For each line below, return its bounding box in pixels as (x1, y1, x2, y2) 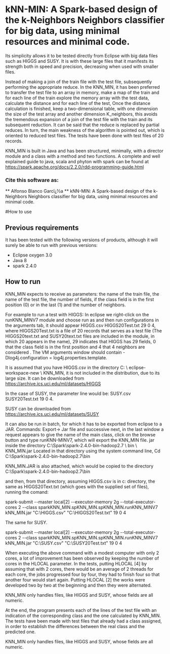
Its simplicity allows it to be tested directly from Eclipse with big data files (5, 52, 158, 59)
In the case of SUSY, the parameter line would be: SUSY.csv (5, 390, 131, 396)
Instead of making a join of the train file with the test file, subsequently (5, 79, 152, 85)
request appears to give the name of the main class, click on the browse (5, 431, 156, 438)
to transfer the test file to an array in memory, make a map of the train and (5, 89, 159, 95)
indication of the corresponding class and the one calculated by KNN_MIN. (5, 612, 161, 619)
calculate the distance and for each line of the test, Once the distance (5, 100, 151, 106)
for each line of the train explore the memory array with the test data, (5, 95, 149, 101)
